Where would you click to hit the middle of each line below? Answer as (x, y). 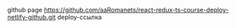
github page (25, 10)
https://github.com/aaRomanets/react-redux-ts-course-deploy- (136, 10)
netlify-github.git (32, 17)
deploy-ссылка (79, 17)
